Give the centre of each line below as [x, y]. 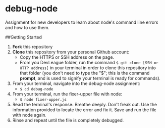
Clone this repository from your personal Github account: [71, 52]
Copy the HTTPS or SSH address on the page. [67, 57]
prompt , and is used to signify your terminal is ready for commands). [90, 78]
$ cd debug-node [36, 89]
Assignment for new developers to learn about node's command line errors [82, 22]
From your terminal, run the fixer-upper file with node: [67, 94]
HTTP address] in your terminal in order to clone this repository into [88, 68]
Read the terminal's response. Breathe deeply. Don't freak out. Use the [84, 104]
